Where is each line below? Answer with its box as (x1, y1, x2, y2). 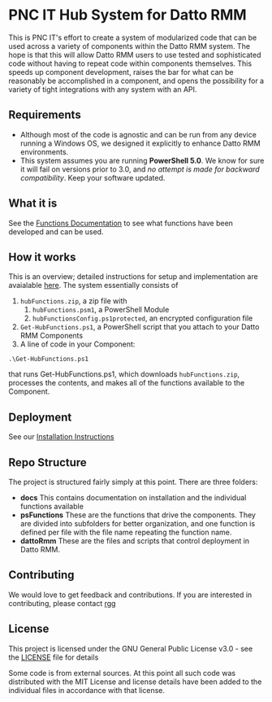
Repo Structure (8, 456, 87, 469)
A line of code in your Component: (19, 339, 136, 349)
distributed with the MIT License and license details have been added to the (8, 677, 262, 687)
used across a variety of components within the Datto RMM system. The (8, 41, 250, 50)
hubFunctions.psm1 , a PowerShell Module (32, 305, 170, 315)
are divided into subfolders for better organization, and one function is (19, 519, 256, 528)
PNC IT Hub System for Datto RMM (8, 6, 247, 24)
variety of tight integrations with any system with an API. (8, 84, 197, 94)
